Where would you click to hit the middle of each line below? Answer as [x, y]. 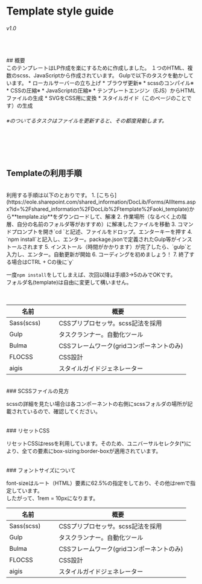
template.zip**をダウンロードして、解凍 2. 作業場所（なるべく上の [99, 217]
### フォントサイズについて [41, 470]
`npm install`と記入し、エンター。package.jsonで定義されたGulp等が [91, 239]
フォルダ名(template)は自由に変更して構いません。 [69, 283]
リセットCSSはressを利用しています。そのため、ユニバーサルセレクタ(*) [96, 444]
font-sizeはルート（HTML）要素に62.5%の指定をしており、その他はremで [98, 483]
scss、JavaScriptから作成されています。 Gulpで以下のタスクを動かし [103, 75]
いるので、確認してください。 [64, 411]
